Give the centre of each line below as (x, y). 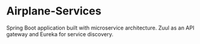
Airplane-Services (54, 11)
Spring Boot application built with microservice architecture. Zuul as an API (100, 28)
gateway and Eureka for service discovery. (60, 34)
